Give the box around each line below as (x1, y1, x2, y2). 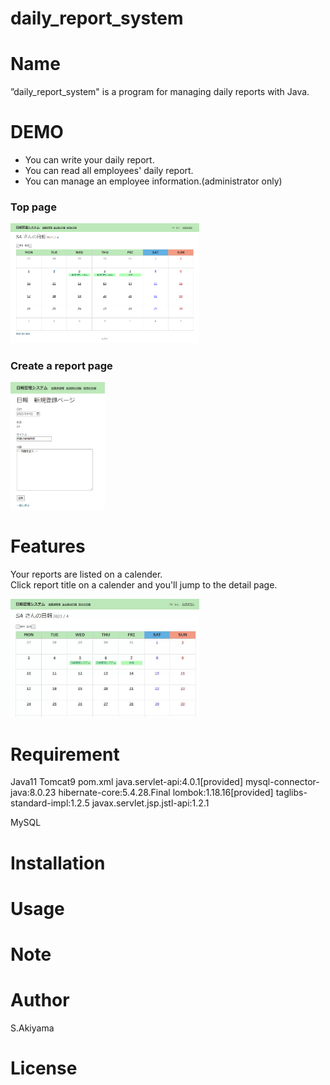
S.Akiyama (10, 1022, 55, 1034)
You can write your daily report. (24, 154, 155, 166)
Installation (10, 852, 106, 874)
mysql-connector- (244, 776, 320, 788)
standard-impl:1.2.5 (10, 797, 90, 809)
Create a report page (10, 359, 113, 373)
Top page (10, 200, 57, 214)
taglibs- (275, 787, 308, 799)
